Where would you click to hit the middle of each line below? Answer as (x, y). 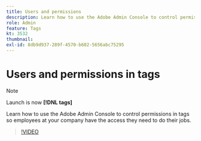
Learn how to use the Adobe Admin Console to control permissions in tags (98, 114)
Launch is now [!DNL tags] (39, 102)
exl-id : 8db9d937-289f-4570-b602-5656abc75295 (65, 45)
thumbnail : (20, 39)
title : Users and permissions (44, 12)
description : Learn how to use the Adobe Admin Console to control (92, 17)
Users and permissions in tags (83, 74)
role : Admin (21, 23)
